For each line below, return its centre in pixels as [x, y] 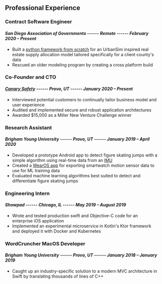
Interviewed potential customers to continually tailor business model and [84, 99]
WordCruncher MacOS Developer [45, 243]
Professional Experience [43, 8]
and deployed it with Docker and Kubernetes [56, 231]
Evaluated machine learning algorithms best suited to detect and [76, 175]
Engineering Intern [27, 193]
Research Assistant [29, 127]
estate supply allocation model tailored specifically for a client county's [83, 54]
